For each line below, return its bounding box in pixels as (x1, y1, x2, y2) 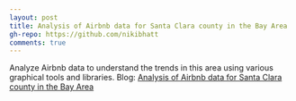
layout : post (9, 13, 58, 22)
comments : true (9, 38, 67, 47)
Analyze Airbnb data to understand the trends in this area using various (9, 63, 274, 73)
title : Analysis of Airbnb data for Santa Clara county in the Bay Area (9, 21, 288, 30)
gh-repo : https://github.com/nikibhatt (9, 29, 159, 38)
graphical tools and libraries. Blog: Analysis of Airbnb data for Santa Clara (9, 72, 283, 83)
